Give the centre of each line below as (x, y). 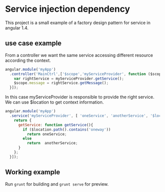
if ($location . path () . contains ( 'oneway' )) (67, 129)
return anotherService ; (52, 143)
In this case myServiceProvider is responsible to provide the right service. (80, 97)
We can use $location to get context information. (55, 102)
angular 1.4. (17, 27)
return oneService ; (47, 134)
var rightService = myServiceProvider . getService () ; (69, 79)
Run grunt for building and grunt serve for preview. (57, 184)
